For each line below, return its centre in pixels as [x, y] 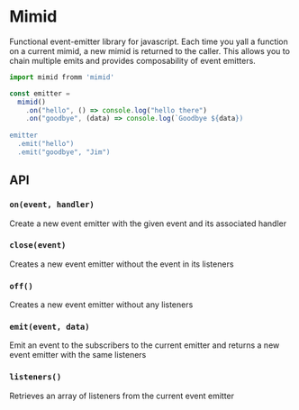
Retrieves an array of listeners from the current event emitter [122, 396]
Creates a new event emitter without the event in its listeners [122, 264]
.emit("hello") [46, 144]
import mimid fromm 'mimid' [62, 77]
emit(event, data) [50, 327]
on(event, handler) [52, 205]
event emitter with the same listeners [78, 355]
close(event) [38, 246]
